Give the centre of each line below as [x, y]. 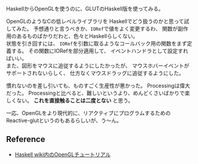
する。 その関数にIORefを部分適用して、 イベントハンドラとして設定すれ [100, 51]
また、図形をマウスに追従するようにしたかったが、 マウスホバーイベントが [98, 66]
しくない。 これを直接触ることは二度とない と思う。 [70, 100]
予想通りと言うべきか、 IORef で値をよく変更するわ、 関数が [106, 29]
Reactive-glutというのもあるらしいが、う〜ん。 [64, 120]
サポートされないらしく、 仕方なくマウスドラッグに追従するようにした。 [95, 73]
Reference [26, 139]
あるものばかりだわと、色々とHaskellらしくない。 [77, 36]
